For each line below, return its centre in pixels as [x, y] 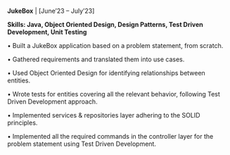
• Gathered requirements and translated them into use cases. [96, 59]
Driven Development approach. [52, 101]
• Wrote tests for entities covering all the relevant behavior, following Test [114, 94]
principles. [23, 123]
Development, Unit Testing [47, 32]
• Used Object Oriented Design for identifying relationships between [106, 73]
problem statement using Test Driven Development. [82, 144]
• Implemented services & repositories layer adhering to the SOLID [104, 115]
